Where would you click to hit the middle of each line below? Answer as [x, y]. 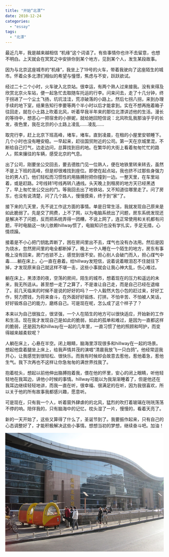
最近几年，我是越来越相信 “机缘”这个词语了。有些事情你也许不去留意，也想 [83, 52]
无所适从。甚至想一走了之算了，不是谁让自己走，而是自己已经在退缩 [89, 284]
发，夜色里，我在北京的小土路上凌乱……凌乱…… [55, 124]
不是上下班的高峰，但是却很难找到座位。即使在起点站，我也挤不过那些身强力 [84, 171]
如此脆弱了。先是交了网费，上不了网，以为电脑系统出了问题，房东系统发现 [82, 213]
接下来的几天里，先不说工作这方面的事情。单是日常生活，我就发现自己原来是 [84, 206]
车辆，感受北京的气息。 [60, 154]
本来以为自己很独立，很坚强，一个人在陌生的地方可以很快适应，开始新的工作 [84, 314]
